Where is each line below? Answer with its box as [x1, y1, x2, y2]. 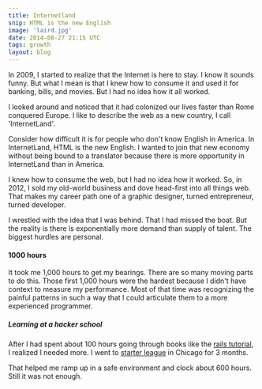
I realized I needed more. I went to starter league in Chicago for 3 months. [8, 348, 249, 357]
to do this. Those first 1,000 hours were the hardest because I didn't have [8, 276, 247, 285]
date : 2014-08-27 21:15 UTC [8, 33, 101, 42]
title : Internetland [8, 11, 77, 20]
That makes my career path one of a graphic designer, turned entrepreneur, [8, 191, 254, 201]
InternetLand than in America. [8, 160, 105, 168]
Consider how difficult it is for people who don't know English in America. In [8, 134, 255, 143]
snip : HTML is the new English [8, 19, 111, 27]
